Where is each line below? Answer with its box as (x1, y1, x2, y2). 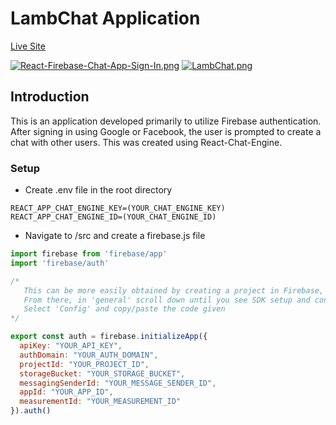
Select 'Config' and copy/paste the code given (23, 304, 226, 314)
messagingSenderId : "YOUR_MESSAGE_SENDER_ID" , (19, 378, 217, 388)
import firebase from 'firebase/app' (10, 249, 168, 259)
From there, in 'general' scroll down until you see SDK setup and (23, 295, 311, 305)
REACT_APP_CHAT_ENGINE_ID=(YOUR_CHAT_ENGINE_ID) (10, 212, 217, 222)
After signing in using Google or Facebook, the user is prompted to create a (10, 125, 322, 137)
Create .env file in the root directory (24, 184, 173, 196)
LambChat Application (10, 7, 201, 30)
